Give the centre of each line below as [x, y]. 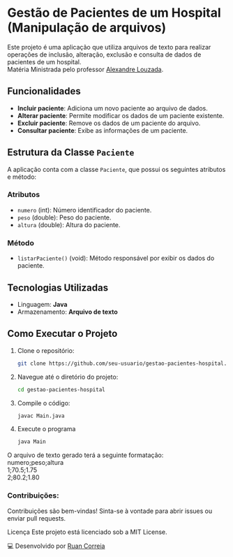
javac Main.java [41, 416]
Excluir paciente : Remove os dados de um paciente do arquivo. [109, 123]
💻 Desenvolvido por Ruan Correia [56, 546]
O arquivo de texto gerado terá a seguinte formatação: [85, 455]
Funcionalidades [44, 91]
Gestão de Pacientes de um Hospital [114, 13]
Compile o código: [44, 403]
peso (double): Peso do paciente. [64, 217]
